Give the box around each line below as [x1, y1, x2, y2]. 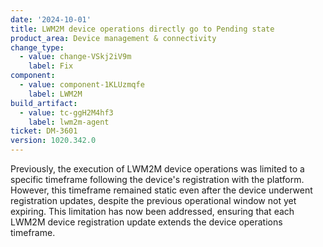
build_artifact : [10, 98, 78, 108]
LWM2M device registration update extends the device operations [10, 216, 283, 228]
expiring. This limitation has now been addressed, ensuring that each [10, 206, 295, 217]
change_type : [10, 42, 65, 53]
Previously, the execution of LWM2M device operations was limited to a [10, 163, 305, 175]
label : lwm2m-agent [28, 117, 110, 127]
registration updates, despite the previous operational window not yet [10, 195, 297, 206]
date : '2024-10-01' [10, 14, 92, 25]
